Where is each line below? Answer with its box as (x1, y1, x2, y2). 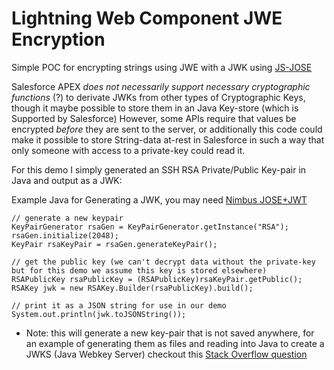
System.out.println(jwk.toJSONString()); (11, 309, 187, 319)
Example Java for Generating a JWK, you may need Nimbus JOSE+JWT (11, 193, 308, 206)
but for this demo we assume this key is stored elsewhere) (11, 265, 268, 276)
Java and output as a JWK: (11, 174, 123, 186)
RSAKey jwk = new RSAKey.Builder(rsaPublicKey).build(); (11, 283, 254, 293)
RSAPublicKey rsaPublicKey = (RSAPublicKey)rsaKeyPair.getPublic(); (11, 274, 303, 284)
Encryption (11, 28, 106, 51)
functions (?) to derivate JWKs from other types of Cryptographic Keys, (11, 91, 306, 103)
